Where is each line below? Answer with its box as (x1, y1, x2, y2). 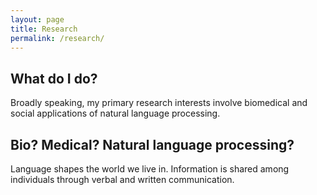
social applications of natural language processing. (10, 107, 221, 120)
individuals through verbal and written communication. (10, 174, 235, 185)
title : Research (10, 24, 78, 34)
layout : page (10, 14, 65, 25)
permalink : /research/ (10, 33, 105, 43)
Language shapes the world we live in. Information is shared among (10, 163, 290, 175)
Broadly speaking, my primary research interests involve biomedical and (10, 97, 308, 109)
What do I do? (10, 70, 98, 87)
